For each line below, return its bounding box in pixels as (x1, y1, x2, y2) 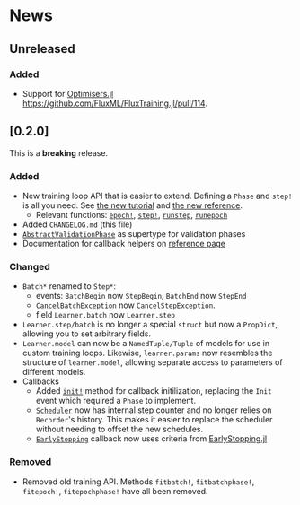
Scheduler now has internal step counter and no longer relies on (35, 405, 272, 415)
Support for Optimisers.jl (22, 88, 114, 99)
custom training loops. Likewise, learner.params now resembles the (22, 347, 273, 359)
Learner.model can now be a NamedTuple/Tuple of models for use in (22, 338, 270, 349)
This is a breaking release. (9, 147, 109, 158)
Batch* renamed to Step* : (22, 281, 117, 292)
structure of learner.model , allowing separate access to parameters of (22, 357, 283, 368)
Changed (9, 260, 51, 273)
